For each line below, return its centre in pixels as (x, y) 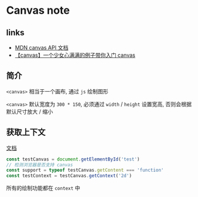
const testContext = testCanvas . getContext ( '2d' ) (69, 176)
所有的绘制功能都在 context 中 (43, 188)
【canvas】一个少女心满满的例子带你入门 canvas (75, 55)
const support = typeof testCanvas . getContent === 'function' (85, 170)
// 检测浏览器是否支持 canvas (40, 165)
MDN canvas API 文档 (41, 48)
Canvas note (38, 10)
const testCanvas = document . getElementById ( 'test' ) (73, 159)
